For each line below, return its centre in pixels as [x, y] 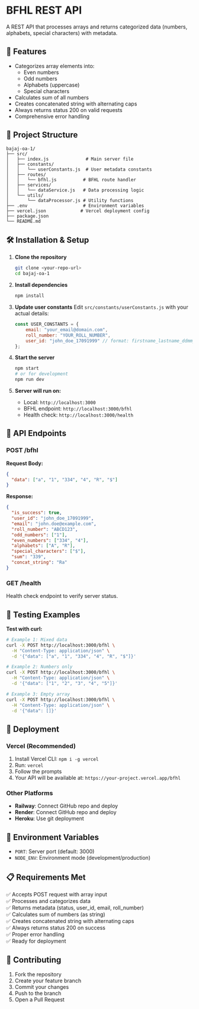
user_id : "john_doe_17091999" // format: [77, 341]
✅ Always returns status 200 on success [56, 928]
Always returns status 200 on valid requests [68, 110]
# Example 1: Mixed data [37, 640]
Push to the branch [38, 993]
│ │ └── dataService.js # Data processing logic [75, 190]
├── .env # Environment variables [75, 206]
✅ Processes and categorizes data [48, 901]
